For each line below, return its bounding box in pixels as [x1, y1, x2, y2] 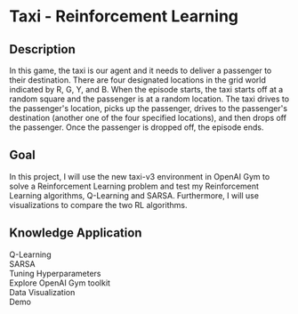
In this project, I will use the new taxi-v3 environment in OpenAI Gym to [9, 171, 270, 181]
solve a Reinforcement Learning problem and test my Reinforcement [9, 181, 260, 191]
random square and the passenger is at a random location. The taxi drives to [9, 93, 290, 104]
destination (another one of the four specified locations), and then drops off [9, 113, 287, 123]
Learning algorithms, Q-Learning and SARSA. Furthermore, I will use [9, 189, 260, 201]
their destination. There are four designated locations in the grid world [9, 75, 267, 85]
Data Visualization [9, 286, 76, 297]
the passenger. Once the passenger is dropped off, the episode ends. [9, 122, 264, 133]
